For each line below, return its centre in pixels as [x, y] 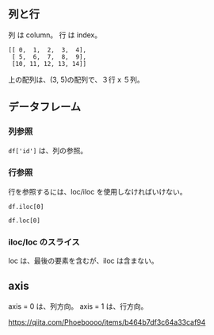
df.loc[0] [25, 221]
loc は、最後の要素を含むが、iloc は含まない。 [83, 261]
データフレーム [45, 107]
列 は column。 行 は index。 [55, 35]
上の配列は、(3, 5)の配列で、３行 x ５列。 [76, 79]
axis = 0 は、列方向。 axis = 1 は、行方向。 [78, 306]
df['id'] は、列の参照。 [48, 150]
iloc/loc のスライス [44, 242]
